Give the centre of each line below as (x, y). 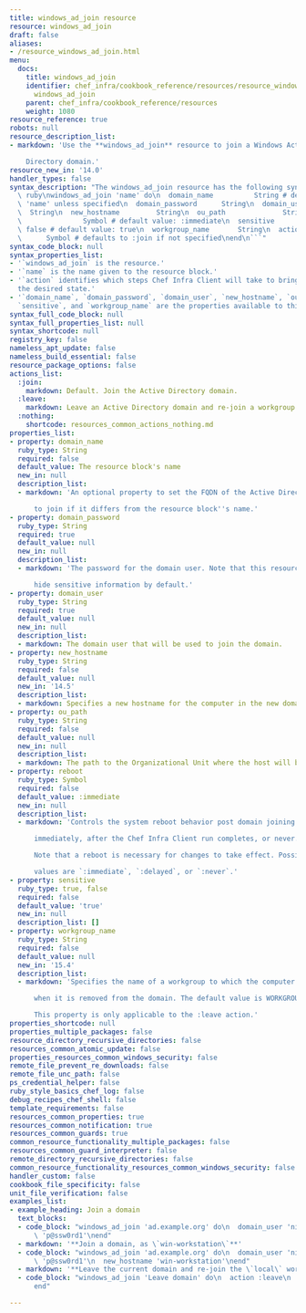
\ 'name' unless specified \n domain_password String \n (136, 204)
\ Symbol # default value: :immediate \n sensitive (146, 221)
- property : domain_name (56, 442)
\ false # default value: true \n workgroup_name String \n (144, 229)
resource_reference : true (58, 120)
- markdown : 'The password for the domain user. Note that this (142, 568)
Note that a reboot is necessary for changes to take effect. (154, 855)
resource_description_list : (63, 137)
